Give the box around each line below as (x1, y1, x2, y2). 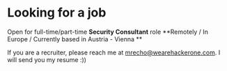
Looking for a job (7, 5, 107, 21)
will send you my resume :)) (7, 55, 87, 63)
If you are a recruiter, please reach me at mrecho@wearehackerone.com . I (7, 48, 221, 57)
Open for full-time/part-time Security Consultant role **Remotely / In (7, 28, 209, 36)
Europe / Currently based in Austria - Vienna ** (7, 34, 143, 43)
